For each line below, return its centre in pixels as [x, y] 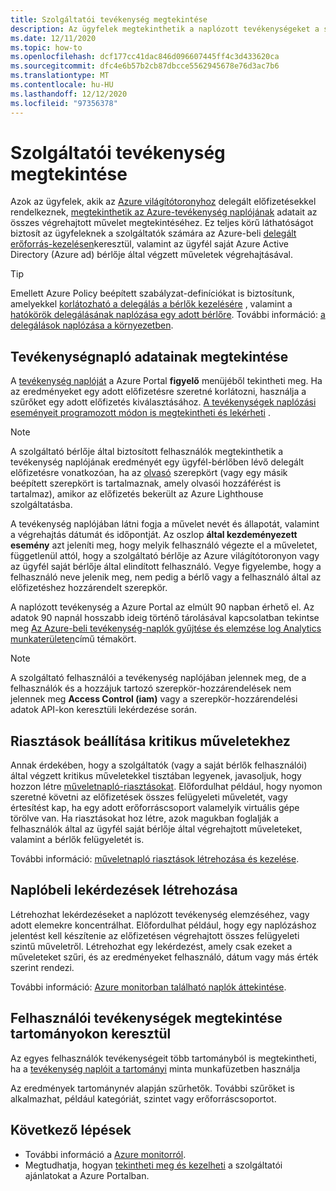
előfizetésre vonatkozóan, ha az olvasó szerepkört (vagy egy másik [149, 473]
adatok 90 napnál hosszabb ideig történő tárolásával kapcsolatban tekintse [165, 618]
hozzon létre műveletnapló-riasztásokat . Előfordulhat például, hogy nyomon [166, 787]
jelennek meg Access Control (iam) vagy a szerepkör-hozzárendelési [154, 699]
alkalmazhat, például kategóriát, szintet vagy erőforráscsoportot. [143, 1098]
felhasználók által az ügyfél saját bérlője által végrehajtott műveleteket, [156, 829]
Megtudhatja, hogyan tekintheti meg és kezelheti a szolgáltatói [153, 1165]
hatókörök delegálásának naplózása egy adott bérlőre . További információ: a [168, 315]
